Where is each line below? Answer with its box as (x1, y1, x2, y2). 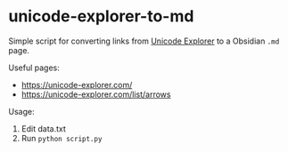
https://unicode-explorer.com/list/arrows (21, 89, 171, 100)
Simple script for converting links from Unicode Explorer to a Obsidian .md (8, 36, 280, 46)
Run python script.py (21, 132, 103, 143)
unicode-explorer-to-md (8, 6, 194, 27)
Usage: (8, 106, 35, 116)
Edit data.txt (21, 123, 66, 134)
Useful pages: (8, 62, 60, 73)
